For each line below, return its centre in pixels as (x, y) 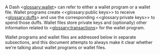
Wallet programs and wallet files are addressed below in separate (71, 37)
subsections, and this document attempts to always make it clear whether (79, 42)
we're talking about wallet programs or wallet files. (55, 47)
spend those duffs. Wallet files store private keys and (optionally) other (76, 22)
